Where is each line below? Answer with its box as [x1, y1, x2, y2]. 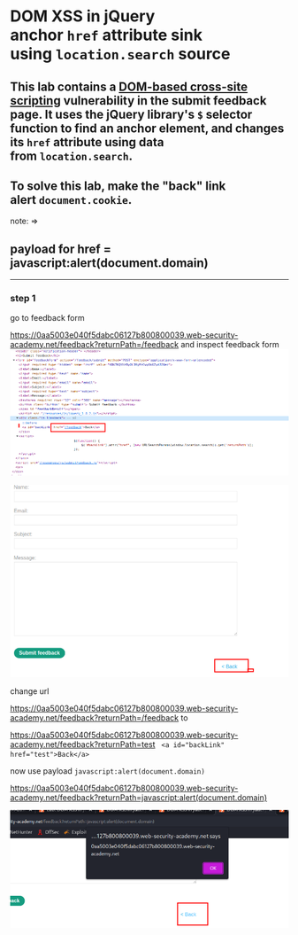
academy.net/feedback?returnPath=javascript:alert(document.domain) [10, 792, 268, 803]
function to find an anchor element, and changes [10, 121, 285, 136]
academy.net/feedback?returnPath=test [10, 739, 156, 750]
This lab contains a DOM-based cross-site [10, 79, 248, 94]
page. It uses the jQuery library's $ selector [10, 106, 253, 121]
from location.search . [10, 148, 134, 163]
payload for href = [10, 241, 111, 256]
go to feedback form [10, 312, 85, 323]
